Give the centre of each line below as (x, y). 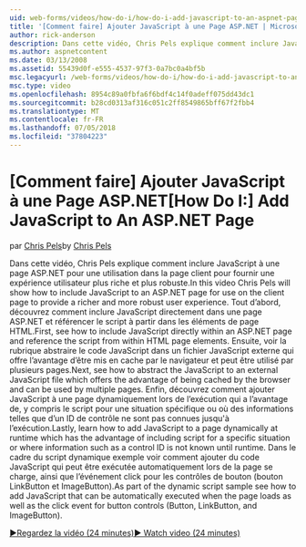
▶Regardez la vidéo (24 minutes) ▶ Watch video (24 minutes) (125, 532)
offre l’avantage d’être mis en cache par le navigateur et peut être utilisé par (152, 360)
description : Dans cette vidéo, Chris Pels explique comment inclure (144, 43)
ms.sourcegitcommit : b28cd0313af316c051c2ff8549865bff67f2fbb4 (132, 103)
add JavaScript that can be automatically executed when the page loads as (150, 495)
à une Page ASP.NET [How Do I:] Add (149, 201)
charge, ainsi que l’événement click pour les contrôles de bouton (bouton (147, 476)
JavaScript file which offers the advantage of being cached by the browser (150, 379)
